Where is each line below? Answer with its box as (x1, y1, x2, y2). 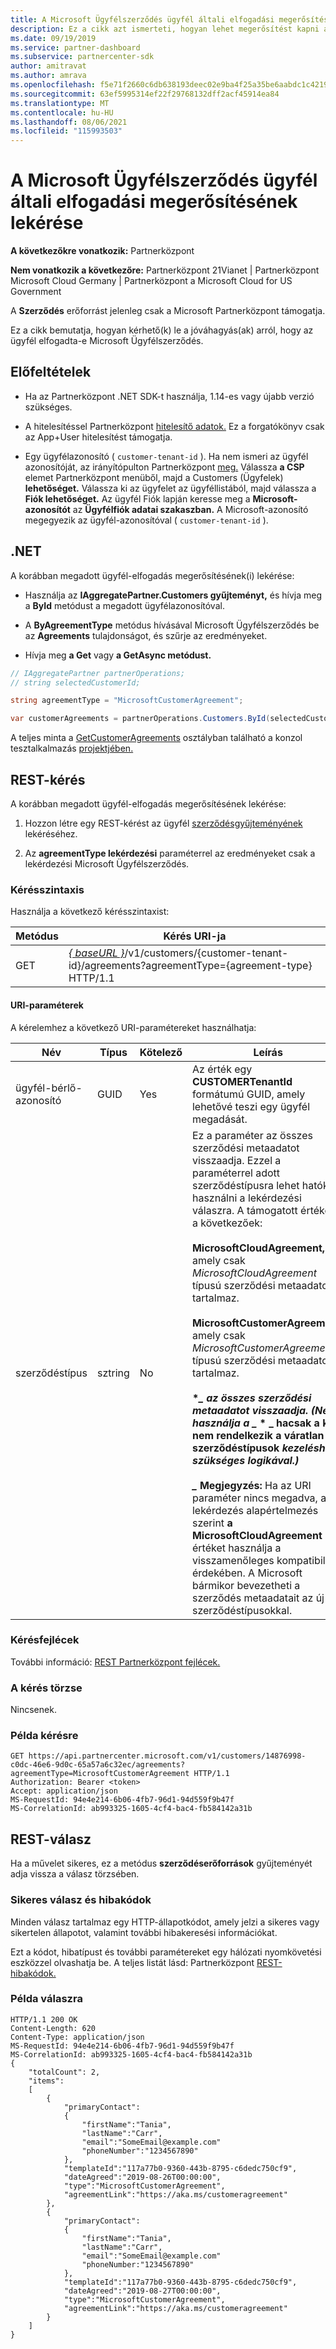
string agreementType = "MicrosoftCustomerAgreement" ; (10, 696, 244, 706)
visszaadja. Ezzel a (191, 1153, 282, 1167)
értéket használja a (191, 1541, 282, 1555)
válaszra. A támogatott (191, 1203, 298, 1217)
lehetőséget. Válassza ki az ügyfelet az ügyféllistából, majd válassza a (24, 482, 317, 494)
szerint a (191, 1516, 233, 1530)
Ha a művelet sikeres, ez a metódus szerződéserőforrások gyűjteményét (10, 1857, 313, 1870)
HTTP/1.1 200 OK (10, 2014, 78, 2025)
